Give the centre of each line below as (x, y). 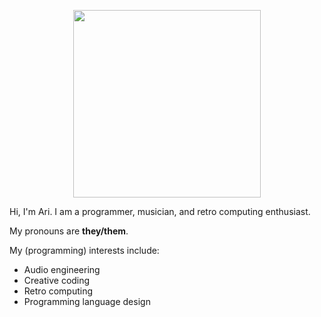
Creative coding (57, 280)
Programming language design (87, 301)
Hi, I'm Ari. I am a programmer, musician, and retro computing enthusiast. (160, 211)
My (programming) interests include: (84, 250)
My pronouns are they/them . (69, 231)
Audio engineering (62, 269)
